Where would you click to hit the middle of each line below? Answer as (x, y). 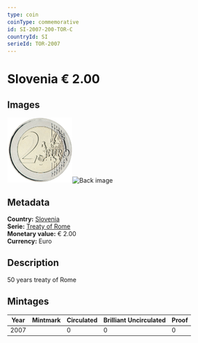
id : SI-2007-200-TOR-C (40, 29)
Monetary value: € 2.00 (42, 233)
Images (24, 104)
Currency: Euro (30, 241)
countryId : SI (28, 37)
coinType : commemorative (43, 22)
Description (33, 263)
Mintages (28, 302)
